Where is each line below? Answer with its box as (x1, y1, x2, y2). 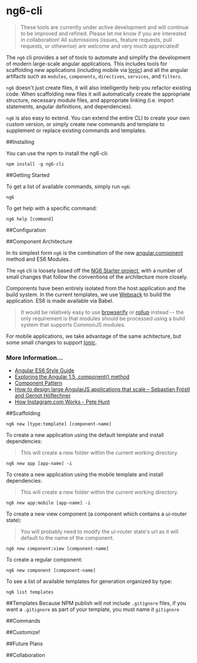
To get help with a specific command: (6, 205, 98, 212)
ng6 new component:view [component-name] (6, 546, 109, 552)
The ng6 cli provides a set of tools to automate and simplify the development (6, 54, 191, 61)
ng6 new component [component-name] (6, 567, 96, 573)
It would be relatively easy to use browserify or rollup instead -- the (20, 308, 184, 316)
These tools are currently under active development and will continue (20, 24, 189, 31)
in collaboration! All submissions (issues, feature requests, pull (20, 36, 172, 43)
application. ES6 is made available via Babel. (6, 297, 114, 304)
